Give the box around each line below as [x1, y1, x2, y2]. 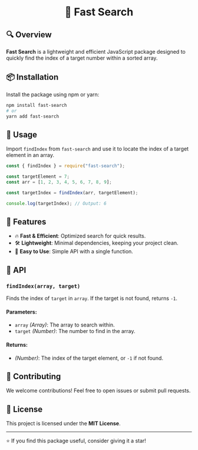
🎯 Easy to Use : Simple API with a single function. [14, 248, 134, 255]
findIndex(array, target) [6, 283, 81, 289]
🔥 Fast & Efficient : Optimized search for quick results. [14, 233, 146, 240]
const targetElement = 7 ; [6, 174, 70, 180]
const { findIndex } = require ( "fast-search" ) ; [6, 163, 126, 169]
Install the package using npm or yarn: [6, 91, 100, 98]
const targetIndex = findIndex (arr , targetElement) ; [6, 190, 138, 195]
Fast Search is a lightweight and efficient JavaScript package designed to [6, 48, 186, 55]
